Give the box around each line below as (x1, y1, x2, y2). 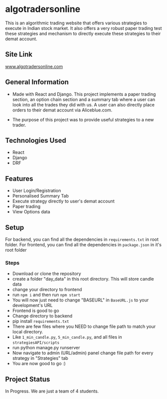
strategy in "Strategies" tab (12, 355, 69, 361)
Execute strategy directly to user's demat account (12, 198, 115, 204)
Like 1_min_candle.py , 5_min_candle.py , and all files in (12, 334, 122, 340)
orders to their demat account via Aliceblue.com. (12, 107, 113, 113)
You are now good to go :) (12, 361, 66, 367)
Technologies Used (5, 136, 66, 145)
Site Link (5, 50, 33, 59)
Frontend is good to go (12, 307, 60, 314)
